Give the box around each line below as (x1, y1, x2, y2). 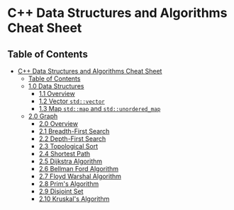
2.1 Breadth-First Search (38, 127, 110, 135)
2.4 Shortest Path (38, 150, 91, 158)
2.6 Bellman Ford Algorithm (38, 165, 119, 173)
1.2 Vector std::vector (38, 97, 105, 105)
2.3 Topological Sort (38, 142, 99, 150)
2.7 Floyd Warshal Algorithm (38, 172, 122, 180)
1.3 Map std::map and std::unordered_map (38, 105, 161, 112)
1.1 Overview (38, 90, 76, 98)
